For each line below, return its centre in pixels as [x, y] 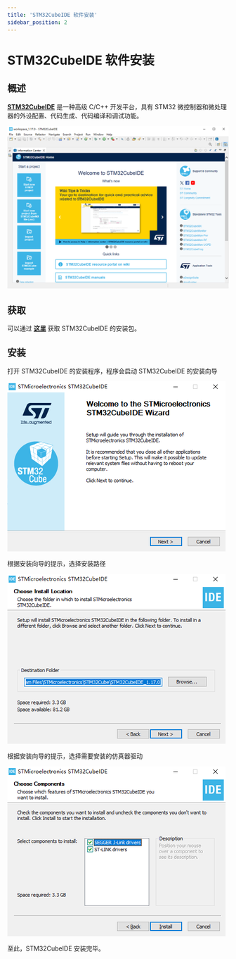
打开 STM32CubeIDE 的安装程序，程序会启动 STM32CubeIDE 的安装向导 [112, 371]
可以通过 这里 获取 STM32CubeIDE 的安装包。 [74, 328]
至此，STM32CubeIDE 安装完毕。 [56, 948]
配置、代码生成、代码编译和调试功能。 [87, 116]
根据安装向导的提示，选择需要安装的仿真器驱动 [75, 756]
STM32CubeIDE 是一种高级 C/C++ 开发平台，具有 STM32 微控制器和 [108, 106]
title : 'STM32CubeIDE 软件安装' [53, 15]
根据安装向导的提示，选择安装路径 [57, 563]
